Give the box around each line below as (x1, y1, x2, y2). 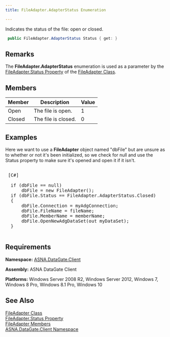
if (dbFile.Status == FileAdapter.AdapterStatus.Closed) (10, 192, 157, 198)
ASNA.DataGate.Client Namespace (5, 326, 79, 332)
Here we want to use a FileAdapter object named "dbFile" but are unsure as (5, 146, 165, 152)
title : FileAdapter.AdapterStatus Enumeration (5, 7, 106, 13)
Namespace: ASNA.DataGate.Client (5, 256, 81, 263)
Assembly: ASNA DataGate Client (5, 266, 77, 272)
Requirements (5, 243, 51, 251)
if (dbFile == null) (10, 182, 62, 188)
